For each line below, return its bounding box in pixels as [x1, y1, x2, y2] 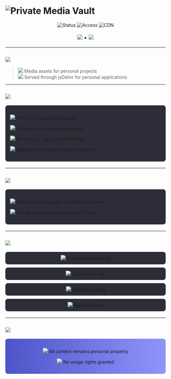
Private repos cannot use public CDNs [16, 209, 97, 216]
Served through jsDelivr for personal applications [24, 74, 127, 80]
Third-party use [72, 271, 105, 277]
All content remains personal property [49, 348, 129, 354]
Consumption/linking [67, 255, 110, 262]
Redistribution [74, 302, 103, 309]
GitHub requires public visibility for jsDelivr [16, 199, 106, 205]
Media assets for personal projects [24, 68, 97, 74]
